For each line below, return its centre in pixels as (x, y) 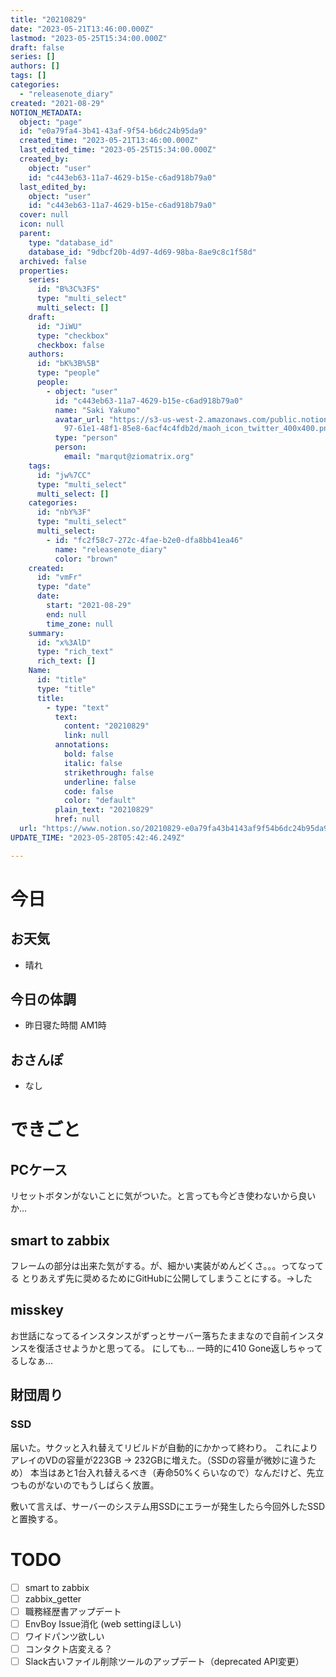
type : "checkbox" (73, 336)
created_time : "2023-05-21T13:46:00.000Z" (109, 141)
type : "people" (68, 373)
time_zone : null (80, 624)
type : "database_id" (71, 242)
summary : (46, 633)
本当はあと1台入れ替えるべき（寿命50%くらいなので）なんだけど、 (168, 1472)
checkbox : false (70, 345)
